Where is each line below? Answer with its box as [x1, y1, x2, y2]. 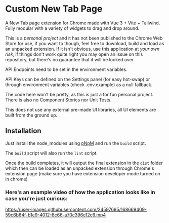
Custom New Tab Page [5, 3, 103, 15]
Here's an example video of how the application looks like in [5, 189, 155, 196]
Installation [5, 127, 41, 135]
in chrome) [5, 176, 28, 182]
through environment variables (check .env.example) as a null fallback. [5, 82, 153, 88]
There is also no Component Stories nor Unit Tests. [5, 97, 112, 103]
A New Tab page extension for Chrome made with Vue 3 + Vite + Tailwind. [5, 20, 160, 26]
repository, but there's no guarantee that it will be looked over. [5, 56, 135, 62]
